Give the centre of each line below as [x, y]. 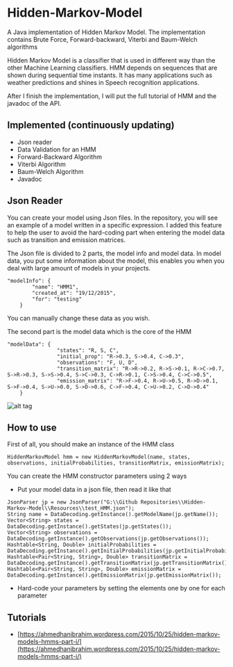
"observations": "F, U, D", [97, 362]
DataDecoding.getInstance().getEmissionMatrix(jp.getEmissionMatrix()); [114, 575]
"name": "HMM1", [55, 287]
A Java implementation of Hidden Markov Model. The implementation [106, 32]
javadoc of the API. [34, 103]
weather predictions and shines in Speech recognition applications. [103, 82]
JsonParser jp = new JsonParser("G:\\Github [72, 502]
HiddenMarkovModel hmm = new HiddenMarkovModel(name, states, [99, 457]
